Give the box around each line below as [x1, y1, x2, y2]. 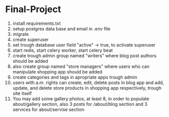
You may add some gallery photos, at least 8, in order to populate [12, 95, 150, 102]
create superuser [12, 36, 49, 43]
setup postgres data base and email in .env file [12, 25, 111, 31]
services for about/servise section [12, 106, 85, 112]
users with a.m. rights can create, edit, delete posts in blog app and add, [12, 80, 164, 86]
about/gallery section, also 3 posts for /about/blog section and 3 [12, 101, 148, 107]
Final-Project [5, 4, 61, 15]
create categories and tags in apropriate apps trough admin [12, 74, 138, 80]
